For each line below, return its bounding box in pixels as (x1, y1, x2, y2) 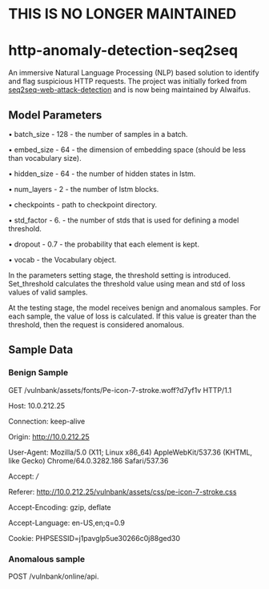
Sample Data (8, 343, 74, 357)
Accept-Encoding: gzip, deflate (8, 502, 112, 512)
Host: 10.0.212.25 (8, 401, 66, 411)
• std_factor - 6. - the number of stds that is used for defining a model (8, 215, 239, 225)
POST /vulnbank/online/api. (8, 571, 99, 581)
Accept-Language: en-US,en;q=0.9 (8, 518, 126, 527)
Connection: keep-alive (8, 416, 86, 426)
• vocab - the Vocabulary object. (8, 254, 117, 264)
